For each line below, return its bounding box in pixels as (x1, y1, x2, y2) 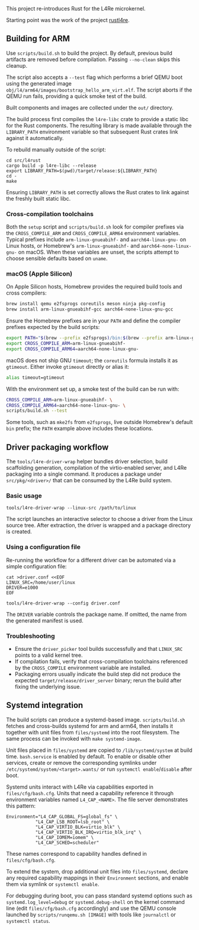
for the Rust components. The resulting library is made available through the (6, 122, 192, 129)
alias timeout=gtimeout (6, 374, 65, 381)
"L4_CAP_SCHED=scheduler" (35, 840, 99, 846)
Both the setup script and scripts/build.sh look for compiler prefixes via (6, 223, 184, 230)
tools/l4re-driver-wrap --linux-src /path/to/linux (6, 505, 136, 511)
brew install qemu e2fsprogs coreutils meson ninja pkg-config (6, 301, 166, 307)
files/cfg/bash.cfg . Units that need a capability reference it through (6, 789, 174, 796)
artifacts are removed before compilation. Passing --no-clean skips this (6, 56, 181, 63)
